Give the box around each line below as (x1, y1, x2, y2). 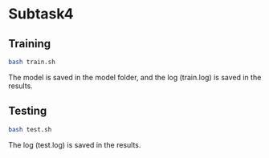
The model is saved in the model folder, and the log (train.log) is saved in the (8, 72, 262, 82)
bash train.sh (8, 58, 56, 66)
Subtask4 (8, 5, 74, 23)
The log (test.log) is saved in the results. (8, 140, 141, 149)
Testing (8, 104, 47, 118)
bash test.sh (8, 125, 52, 133)
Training (8, 37, 51, 51)
